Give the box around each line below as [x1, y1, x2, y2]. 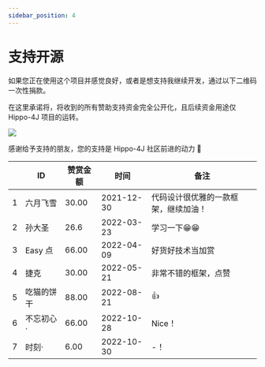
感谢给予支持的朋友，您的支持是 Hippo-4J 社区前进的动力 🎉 [8, 144, 202, 153]
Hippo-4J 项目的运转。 [8, 112, 83, 122]
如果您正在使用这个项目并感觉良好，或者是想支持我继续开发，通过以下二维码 [8, 76, 257, 85]
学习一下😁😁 [151, 222, 200, 233]
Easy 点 [24, 245, 54, 256]
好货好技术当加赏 [151, 245, 215, 256]
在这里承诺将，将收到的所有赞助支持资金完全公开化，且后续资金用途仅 [8, 102, 237, 111]
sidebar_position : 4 [8, 11, 77, 20]
